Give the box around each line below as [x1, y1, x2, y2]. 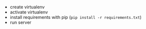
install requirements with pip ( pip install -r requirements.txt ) [9, 14, 142, 20]
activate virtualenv [9, 9, 48, 15]
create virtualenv [9, 4, 45, 10]
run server [9, 19, 31, 25]
